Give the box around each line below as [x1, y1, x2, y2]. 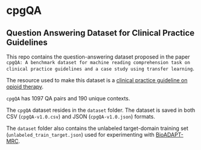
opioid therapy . [6, 83, 44, 90]
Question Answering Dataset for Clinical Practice [6, 28, 195, 38]
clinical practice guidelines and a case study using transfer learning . [6, 65, 195, 72]
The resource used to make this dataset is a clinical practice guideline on [6, 77, 188, 83]
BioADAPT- [156, 131, 184, 138]
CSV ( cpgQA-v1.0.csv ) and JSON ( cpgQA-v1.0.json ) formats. [6, 113, 156, 120]
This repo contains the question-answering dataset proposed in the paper [6, 53, 190, 60]
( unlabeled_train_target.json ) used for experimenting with [6, 131, 155, 138]
